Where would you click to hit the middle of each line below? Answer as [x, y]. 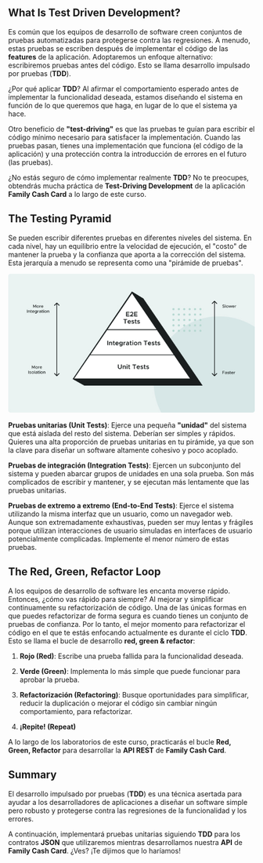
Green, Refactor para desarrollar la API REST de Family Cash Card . [117, 750]
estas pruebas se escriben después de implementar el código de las [118, 48]
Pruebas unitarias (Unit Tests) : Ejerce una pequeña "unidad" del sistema [128, 425]
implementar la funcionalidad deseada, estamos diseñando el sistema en [126, 96]
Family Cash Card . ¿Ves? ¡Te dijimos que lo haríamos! [95, 850]
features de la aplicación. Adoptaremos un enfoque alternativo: [110, 56]
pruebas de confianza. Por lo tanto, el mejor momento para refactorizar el [127, 624]
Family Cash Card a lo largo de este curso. [77, 194]
